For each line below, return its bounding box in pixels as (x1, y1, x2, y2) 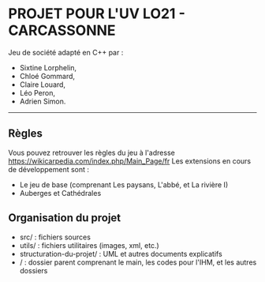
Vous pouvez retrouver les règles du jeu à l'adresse (8, 148, 175, 157)
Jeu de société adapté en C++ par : (8, 47, 124, 57)
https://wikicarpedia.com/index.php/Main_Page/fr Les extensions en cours (8, 156, 251, 166)
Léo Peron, (19, 88, 55, 97)
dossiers (19, 265, 48, 275)
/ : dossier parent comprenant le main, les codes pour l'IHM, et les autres (19, 258, 257, 267)
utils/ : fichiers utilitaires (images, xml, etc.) (19, 240, 159, 250)
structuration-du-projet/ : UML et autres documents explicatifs (19, 249, 222, 258)
